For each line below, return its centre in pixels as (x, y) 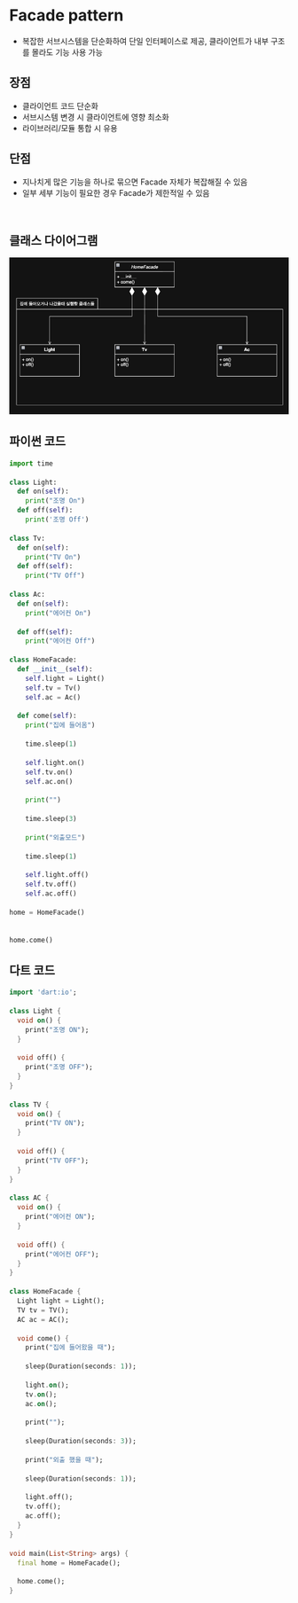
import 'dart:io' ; (43, 993)
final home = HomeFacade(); (69, 1563)
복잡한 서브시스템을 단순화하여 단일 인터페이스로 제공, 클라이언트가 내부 (145, 41)
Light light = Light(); (61, 1301)
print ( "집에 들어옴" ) (60, 725)
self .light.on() (55, 762)
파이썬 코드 (38, 441)
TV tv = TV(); (43, 1310)
